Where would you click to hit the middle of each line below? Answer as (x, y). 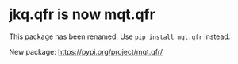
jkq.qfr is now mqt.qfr (82, 15)
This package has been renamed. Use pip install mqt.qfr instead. (120, 36)
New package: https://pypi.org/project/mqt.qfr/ (86, 51)
